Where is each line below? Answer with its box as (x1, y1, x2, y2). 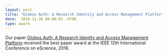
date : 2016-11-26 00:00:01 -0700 (5, 16, 77, 21)
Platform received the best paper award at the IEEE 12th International (5, 40, 146, 46)
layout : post (5, 7, 32, 12)
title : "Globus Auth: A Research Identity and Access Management (5, 12, 143, 17)
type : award (5, 21, 30, 26)
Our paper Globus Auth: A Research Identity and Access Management (5, 35, 149, 41)
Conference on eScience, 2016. (5, 45, 70, 51)
